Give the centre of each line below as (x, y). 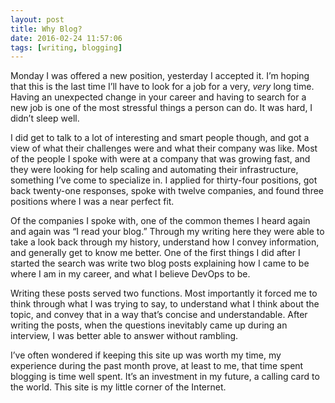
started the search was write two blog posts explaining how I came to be (160, 263)
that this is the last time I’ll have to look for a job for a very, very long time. (162, 87)
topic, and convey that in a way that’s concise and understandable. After (159, 315)
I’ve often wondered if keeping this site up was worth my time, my (146, 355)
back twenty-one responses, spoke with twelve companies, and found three (167, 191)
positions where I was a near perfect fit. (92, 202)
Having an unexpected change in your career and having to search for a (158, 97)
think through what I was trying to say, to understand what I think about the (165, 304)
